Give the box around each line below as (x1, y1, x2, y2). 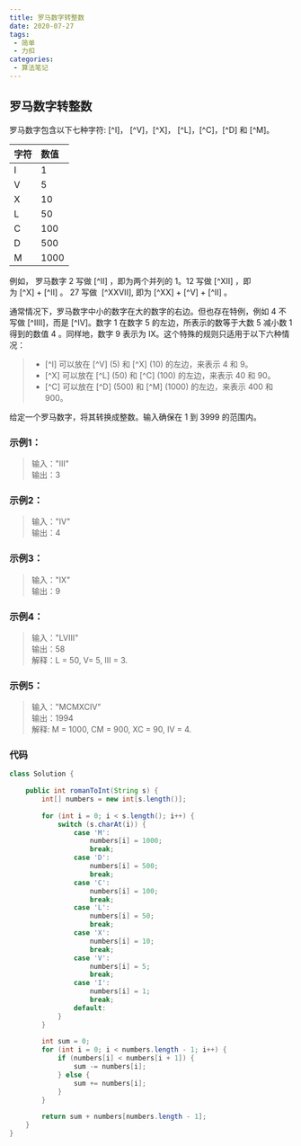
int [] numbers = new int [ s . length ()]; (41, 795, 187, 804)
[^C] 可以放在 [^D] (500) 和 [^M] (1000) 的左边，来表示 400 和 (44, 381, 274, 392)
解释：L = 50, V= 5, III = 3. (31, 654, 128, 665)
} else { (57, 1070, 91, 1079)
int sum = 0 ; (41, 1037, 91, 1046)
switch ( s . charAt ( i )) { (57, 820, 146, 829)
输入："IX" (31, 574, 71, 585)
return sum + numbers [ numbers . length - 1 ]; (41, 1112, 207, 1122)
